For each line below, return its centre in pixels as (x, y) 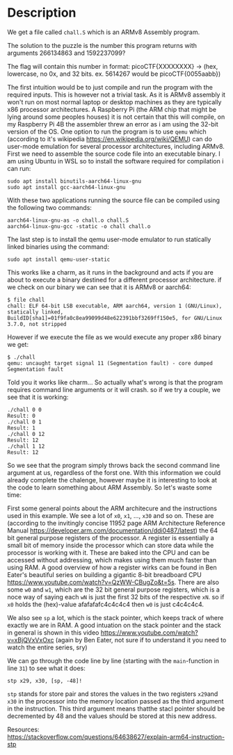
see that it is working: (38, 397)
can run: (19, 168)
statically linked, (35, 312)
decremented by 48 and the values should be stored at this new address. (112, 716)
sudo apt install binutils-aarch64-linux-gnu (74, 181)
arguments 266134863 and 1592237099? (66, 53)
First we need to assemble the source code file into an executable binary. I (114, 154)
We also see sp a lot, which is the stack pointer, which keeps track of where (115, 617)
